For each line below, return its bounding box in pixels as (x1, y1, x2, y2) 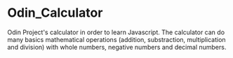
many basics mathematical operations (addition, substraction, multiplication (7, 35, 226, 43)
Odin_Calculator (7, 5, 103, 21)
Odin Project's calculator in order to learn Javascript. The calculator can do (7, 28, 225, 36)
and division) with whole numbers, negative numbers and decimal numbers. (7, 43, 227, 51)
